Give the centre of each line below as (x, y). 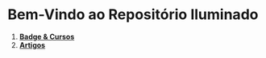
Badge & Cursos (47, 37)
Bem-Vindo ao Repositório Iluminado (133, 15)
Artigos (32, 44)
